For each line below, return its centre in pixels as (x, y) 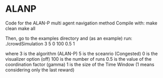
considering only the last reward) (40, 70)
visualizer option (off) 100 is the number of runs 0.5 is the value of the (78, 59)
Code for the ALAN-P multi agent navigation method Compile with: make (81, 23)
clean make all (20, 28)
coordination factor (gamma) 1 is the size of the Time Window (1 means (80, 64)
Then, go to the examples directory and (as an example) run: (69, 38)
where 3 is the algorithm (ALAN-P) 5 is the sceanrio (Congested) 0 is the (81, 54)
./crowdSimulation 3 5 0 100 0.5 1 (40, 43)
